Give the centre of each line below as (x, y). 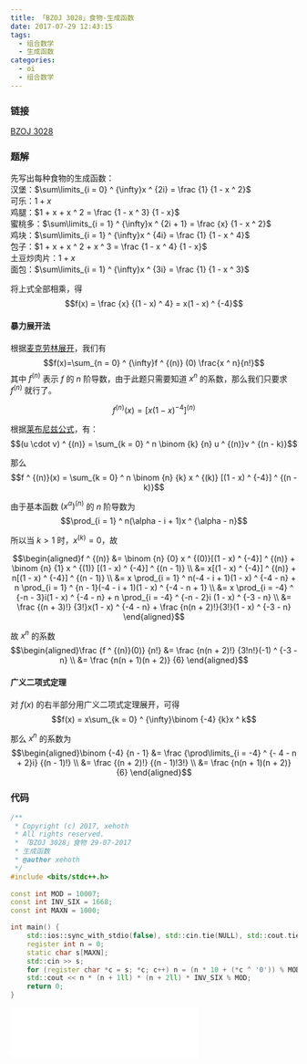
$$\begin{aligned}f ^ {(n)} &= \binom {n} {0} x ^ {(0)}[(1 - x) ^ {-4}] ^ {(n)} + (154, 558)
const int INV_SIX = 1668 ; (61, 902)
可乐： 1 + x (31, 201)
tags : (20, 35)
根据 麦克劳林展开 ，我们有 (58, 348)
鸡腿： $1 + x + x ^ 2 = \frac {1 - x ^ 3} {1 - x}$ (95, 213)
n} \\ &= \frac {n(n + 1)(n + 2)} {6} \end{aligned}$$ (154, 660)
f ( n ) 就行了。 (34, 389)
